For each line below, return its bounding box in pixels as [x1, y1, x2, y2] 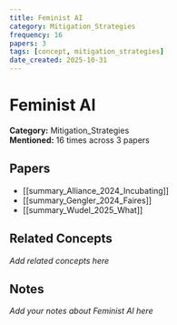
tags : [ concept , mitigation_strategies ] [9, 47, 165, 56]
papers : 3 [9, 38, 47, 48]
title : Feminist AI [9, 13, 84, 23]
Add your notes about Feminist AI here [9, 306, 153, 317]
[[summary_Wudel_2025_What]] [22, 204, 143, 215]
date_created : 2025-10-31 [9, 56, 107, 65]
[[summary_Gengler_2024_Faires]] [22, 195, 152, 206]
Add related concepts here [9, 255, 110, 266]
